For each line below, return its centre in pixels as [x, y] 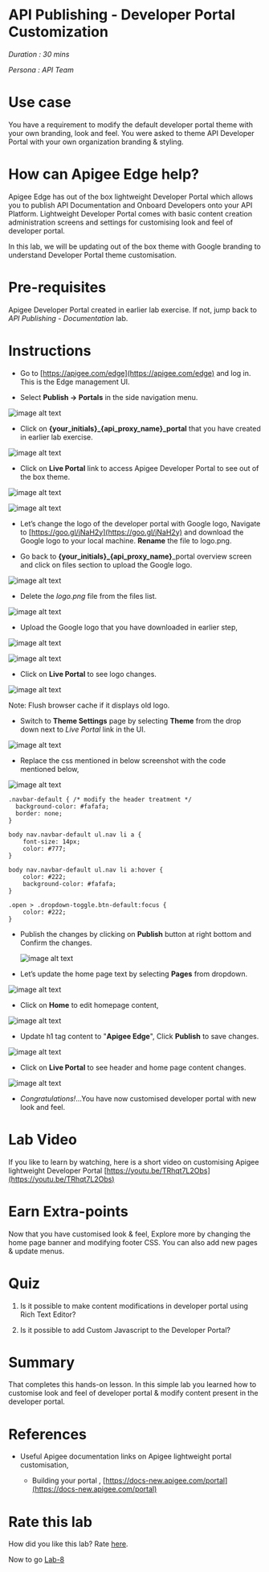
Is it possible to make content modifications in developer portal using [134, 1306]
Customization [58, 32]
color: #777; [45, 848]
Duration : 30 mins [39, 54]
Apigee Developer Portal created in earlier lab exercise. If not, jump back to [132, 309]
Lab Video [43, 1139]
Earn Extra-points [68, 1211]
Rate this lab [50, 1522]
